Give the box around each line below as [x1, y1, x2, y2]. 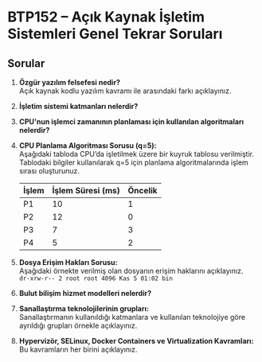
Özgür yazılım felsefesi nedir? [18, 78, 121, 87]
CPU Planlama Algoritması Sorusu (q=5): [18, 141, 157, 150]
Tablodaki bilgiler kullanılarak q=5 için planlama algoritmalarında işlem [18, 158, 248, 167]
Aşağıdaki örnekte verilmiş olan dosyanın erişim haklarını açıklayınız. [18, 267, 244, 275]
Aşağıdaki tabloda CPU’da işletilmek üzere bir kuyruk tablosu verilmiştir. [18, 150, 254, 158]
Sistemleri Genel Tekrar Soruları [7, 25, 223, 43]
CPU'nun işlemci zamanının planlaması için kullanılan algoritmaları [18, 117, 244, 127]
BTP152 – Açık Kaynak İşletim [7, 8, 205, 26]
